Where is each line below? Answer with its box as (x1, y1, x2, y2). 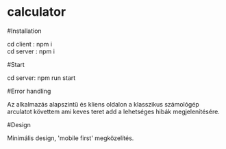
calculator (7, 4, 66, 20)
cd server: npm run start (7, 73, 76, 82)
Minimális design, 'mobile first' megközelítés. (7, 134, 134, 142)
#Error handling (7, 87, 51, 95)
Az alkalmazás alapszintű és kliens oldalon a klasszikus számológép (7, 100, 200, 108)
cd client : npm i (7, 40, 53, 48)
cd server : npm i (7, 47, 55, 55)
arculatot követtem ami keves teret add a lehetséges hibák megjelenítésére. (7, 107, 221, 116)
